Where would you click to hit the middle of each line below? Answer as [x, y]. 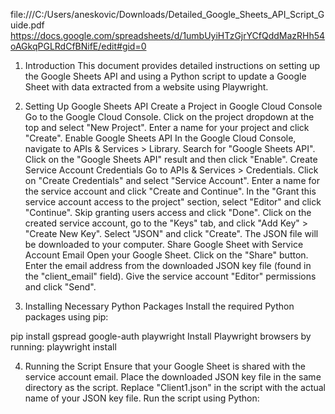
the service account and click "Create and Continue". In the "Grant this [170, 191]
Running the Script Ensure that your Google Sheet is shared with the [165, 366]
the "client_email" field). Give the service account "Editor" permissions [170, 276]
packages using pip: [66, 317]
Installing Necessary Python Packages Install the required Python [159, 306]
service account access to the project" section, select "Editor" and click [173, 202]
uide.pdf [27, 25]
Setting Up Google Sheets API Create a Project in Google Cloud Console [173, 106]
